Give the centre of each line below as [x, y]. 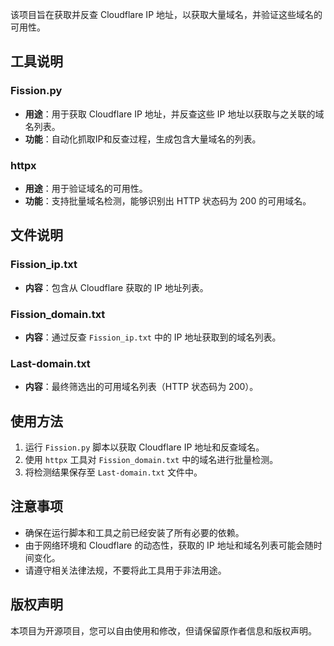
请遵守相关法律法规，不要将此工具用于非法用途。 [125, 570]
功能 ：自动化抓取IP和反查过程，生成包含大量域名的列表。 [143, 139]
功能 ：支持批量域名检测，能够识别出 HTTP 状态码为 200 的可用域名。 [168, 200]
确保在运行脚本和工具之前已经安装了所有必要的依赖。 [134, 532]
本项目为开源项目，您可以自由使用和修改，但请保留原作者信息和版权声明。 [163, 630]
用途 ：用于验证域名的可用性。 [86, 188]
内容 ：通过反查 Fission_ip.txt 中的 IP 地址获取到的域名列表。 [153, 337]
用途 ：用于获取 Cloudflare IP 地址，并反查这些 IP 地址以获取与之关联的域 [174, 114]
